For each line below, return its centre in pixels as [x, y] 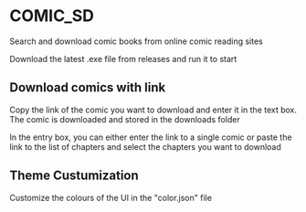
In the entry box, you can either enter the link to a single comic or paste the [151, 137]
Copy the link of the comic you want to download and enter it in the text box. [153, 110]
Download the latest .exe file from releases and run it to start [123, 58]
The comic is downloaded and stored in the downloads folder [125, 119]
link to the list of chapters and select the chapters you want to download [145, 146]
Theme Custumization [74, 176]
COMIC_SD [52, 16]
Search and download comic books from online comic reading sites [136, 41]
